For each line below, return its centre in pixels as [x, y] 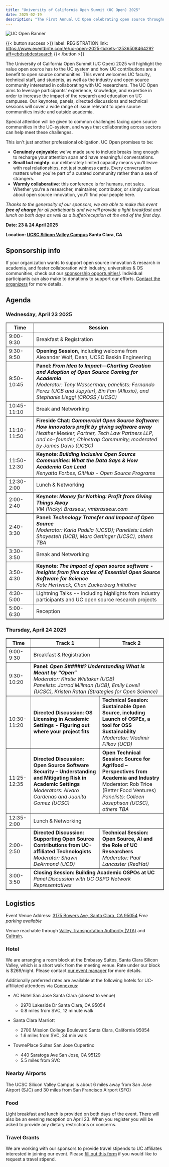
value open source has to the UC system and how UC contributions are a [81, 69]
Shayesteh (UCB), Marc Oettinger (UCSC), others [95, 536]
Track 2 [131, 643]
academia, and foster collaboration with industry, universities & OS [74, 268]
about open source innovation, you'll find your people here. [74, 195]
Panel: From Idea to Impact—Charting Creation [94, 366]
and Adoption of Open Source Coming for [87, 372]
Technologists [74, 852]
